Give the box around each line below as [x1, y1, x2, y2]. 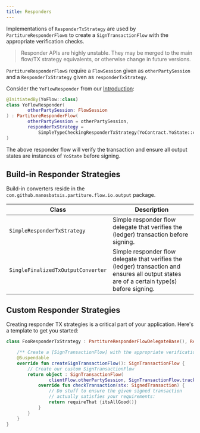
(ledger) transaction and [112, 262, 180, 271]
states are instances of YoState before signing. [6, 152, 121, 159]
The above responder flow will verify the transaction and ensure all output [6, 146, 187, 153]
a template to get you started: [6, 327, 79, 334]
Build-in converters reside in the [6, 185, 85, 192]
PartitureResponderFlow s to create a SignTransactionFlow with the [6, 31, 168, 39]
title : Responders [6, 8, 52, 15]
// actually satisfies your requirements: [48, 394, 156, 400]
